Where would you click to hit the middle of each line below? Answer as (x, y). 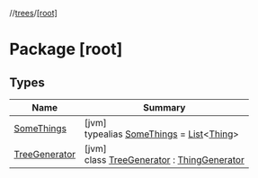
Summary (165, 107)
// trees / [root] (34, 13)
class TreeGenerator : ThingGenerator (164, 160)
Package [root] (66, 49)
